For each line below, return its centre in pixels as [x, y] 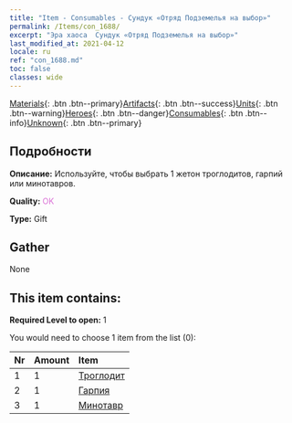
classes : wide [36, 78]
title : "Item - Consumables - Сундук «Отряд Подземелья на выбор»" [141, 18]
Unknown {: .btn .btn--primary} [84, 122]
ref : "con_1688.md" [47, 60]
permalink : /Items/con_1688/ [65, 26]
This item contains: [65, 298]
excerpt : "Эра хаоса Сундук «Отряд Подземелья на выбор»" [124, 35]
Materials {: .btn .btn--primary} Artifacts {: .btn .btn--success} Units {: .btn [144, 103]
